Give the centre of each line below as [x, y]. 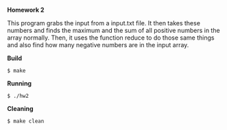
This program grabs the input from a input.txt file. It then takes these [104, 23]
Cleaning [20, 108]
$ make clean [26, 121]
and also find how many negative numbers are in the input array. [98, 45]
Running [20, 83]
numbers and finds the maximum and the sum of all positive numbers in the [114, 30]
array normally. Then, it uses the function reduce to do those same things [111, 38]
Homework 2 [26, 10]
